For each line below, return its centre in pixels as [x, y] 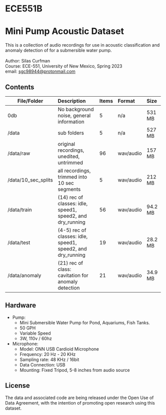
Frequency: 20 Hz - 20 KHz [48, 354]
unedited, [69, 156]
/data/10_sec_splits [30, 180]
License [18, 385]
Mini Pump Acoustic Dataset [65, 31]
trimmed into [72, 177]
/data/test [19, 242]
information [71, 121]
